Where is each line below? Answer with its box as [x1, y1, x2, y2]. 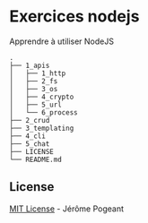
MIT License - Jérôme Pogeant [9, 203, 124, 214]
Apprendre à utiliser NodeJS [9, 36, 115, 47]
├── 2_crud [9, 116, 50, 124]
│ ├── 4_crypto [9, 92, 74, 101]
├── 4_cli [9, 132, 47, 141]
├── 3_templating [9, 124, 74, 133]
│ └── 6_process [9, 107, 78, 117]
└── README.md [9, 155, 63, 164]
